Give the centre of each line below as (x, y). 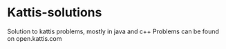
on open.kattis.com (35, 38)
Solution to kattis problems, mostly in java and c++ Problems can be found (113, 31)
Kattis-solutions (55, 13)
